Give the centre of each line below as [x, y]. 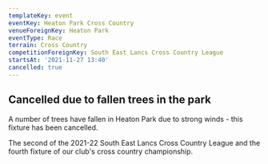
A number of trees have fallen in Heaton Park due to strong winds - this [126, 119]
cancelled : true [35, 68]
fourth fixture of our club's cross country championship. [101, 151]
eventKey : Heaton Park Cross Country [71, 23]
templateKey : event [41, 16]
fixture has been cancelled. [53, 127]
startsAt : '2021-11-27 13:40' [59, 61]
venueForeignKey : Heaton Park [59, 30]
